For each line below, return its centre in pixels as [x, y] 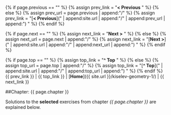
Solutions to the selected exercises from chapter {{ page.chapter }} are [81, 102]
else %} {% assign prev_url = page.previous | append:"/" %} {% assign [80, 13]
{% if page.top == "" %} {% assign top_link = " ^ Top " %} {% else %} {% [82, 60]
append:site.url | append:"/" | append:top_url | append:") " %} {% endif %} [84, 71]
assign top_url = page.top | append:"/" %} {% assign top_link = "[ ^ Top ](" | [84, 65]
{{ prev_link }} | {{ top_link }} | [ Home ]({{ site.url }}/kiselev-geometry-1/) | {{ [85, 76]
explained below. [23, 107]
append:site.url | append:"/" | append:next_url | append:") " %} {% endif [89, 45]
